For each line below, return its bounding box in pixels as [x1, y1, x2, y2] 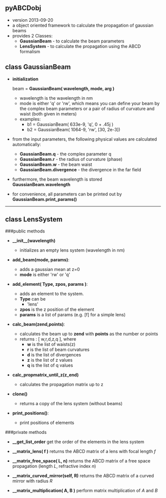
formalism [19, 48, 41, 54]
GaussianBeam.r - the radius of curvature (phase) [19, 156, 123, 162]
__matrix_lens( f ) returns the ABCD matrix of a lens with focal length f [12, 449, 156, 455]
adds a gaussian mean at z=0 [19, 267, 80, 272]
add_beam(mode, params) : [12, 257, 70, 263]
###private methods [5, 429, 47, 435]
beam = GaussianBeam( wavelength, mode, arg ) [12, 85, 115, 91]
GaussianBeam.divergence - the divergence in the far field [19, 166, 141, 172]
